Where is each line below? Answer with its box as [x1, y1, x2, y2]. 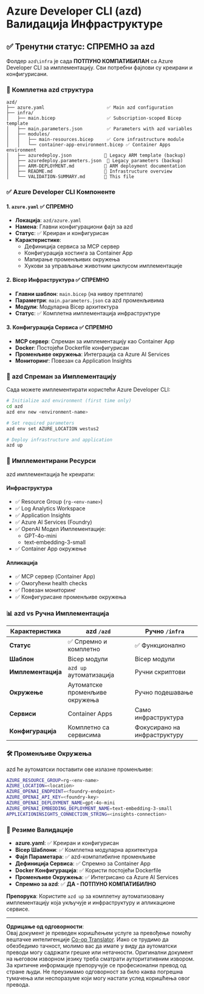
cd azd [6, 403, 23, 410]
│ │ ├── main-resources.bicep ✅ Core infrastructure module [6, 137, 185, 143]
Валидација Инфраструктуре [6, 17, 163, 31]
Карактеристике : [15, 236, 62, 244]
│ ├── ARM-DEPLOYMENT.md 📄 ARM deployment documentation [6, 163, 186, 170]
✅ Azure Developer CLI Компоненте [6, 188, 116, 196]
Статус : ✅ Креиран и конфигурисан [15, 230, 109, 237]
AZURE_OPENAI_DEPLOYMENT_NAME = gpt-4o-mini [6, 800, 115, 806]
